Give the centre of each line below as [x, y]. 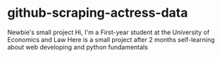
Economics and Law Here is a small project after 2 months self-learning [111, 39]
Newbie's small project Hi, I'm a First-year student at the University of [109, 32]
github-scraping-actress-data [98, 13]
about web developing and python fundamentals [78, 47]
